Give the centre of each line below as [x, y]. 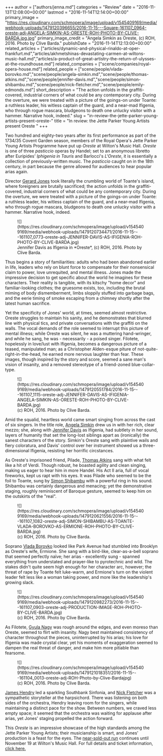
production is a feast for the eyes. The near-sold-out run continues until [77, 738]
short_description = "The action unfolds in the [82, 90]
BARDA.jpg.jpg [20, 38]
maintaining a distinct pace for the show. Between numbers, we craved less [81, 708]
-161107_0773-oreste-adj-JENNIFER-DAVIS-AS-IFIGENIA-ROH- [80, 237]
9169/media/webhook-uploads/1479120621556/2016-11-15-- [78, 516]
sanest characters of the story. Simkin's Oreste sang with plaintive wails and [81, 440]
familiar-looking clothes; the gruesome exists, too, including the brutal [75, 288]
